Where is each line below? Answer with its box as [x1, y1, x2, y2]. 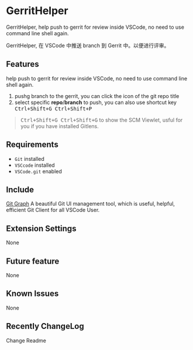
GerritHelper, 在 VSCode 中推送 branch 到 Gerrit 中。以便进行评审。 [6, 42, 170, 49]
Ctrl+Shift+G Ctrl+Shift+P [14, 105, 92, 112]
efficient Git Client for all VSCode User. [6, 207, 100, 214]
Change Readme [6, 336, 47, 344]
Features [6, 59, 39, 69]
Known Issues [6, 289, 59, 299]
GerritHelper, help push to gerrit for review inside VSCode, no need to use [6, 23, 184, 31]
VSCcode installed [14, 161, 55, 169]
